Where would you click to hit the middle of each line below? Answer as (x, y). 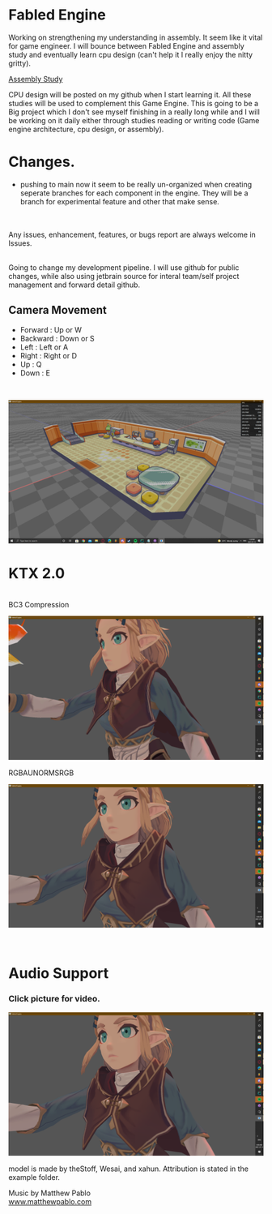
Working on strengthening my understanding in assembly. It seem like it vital (136, 37)
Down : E (35, 373)
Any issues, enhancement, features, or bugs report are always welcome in (132, 234)
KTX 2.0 (37, 574)
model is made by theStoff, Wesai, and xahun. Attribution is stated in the (129, 1169)
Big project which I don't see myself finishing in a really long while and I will (134, 112)
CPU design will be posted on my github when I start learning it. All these (130, 94)
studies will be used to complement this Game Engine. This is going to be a (134, 103)
